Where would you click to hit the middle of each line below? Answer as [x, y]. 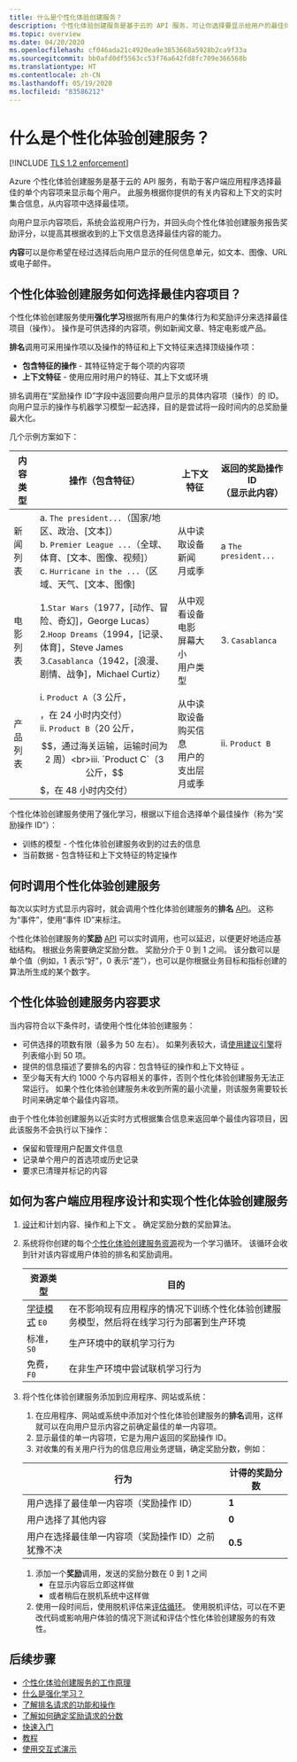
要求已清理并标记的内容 [65, 1170]
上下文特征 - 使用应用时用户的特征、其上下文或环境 [115, 377]
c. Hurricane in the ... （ [94, 571]
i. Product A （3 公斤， [85, 698]
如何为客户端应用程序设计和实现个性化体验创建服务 [148, 1201]
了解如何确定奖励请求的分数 [72, 1715]
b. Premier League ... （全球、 [103, 544]
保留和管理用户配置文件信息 [72, 1148]
